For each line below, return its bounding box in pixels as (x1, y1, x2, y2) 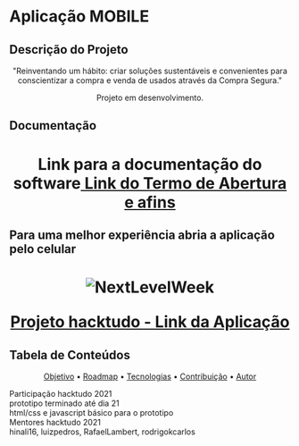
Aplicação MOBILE (9, 6, 150, 27)
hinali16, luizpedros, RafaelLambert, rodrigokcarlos (9, 426, 196, 437)
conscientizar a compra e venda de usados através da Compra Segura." (17, 75, 283, 86)
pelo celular (9, 241, 77, 257)
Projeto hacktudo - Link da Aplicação (10, 312, 290, 332)
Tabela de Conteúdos (9, 347, 131, 363)
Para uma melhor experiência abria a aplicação (9, 227, 275, 242)
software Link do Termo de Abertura (12, 173, 287, 193)
